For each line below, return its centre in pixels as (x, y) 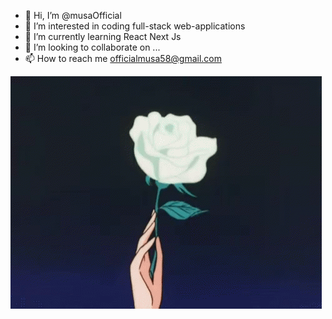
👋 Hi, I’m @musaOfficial (73, 15)
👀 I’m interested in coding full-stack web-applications (135, 26)
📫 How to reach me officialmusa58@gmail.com (123, 58)
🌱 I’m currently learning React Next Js (103, 36)
